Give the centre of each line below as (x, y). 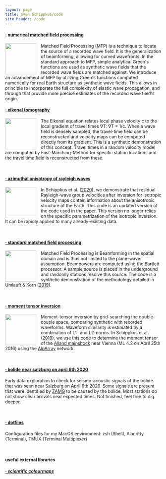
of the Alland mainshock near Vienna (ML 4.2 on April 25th (101, 343)
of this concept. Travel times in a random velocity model (98, 147)
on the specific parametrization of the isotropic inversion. (99, 216)
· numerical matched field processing (45, 35)
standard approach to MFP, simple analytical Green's (95, 61)
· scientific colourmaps (29, 471)
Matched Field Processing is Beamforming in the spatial (98, 253)
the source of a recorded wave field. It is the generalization (101, 51)
